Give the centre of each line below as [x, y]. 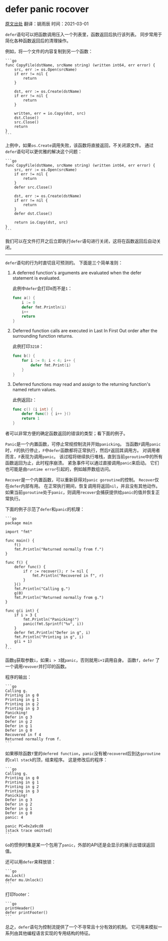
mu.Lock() [15, 876]
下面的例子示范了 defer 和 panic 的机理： [45, 509]
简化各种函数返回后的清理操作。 [38, 41]
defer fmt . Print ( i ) [51, 365]
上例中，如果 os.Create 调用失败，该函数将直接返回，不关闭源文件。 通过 [79, 145]
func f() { [16, 563]
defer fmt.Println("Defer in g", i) [52, 633]
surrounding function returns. [43, 336]
